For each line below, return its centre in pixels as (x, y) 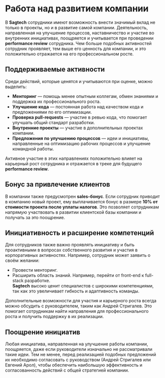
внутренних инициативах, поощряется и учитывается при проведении (79, 38)
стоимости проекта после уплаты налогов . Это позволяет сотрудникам (82, 207)
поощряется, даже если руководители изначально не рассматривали (79, 349)
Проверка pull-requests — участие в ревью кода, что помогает (80, 117)
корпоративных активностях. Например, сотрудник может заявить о (78, 255)
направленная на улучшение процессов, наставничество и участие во (80, 33)
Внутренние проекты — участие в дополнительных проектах (78, 128)
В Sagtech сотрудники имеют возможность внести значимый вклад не (80, 22)
